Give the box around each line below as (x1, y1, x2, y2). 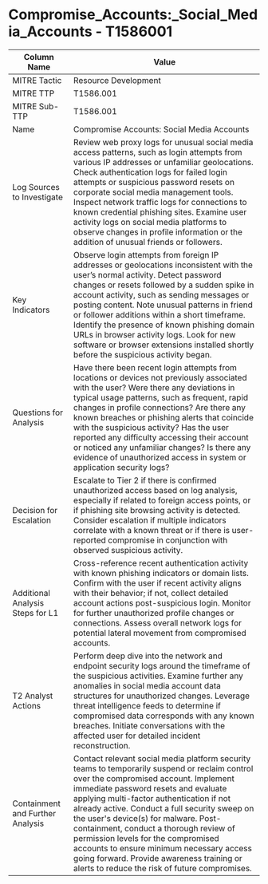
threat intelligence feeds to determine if (73, 700, 221, 711)
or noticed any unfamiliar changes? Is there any (73, 441, 251, 452)
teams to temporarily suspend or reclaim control (73, 763, 254, 774)
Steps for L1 (12, 607, 58, 618)
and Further (12, 807, 57, 819)
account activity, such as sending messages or (73, 289, 250, 300)
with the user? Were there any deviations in (73, 381, 235, 393)
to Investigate (12, 191, 64, 203)
